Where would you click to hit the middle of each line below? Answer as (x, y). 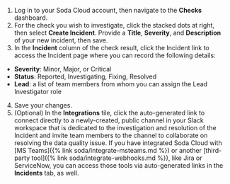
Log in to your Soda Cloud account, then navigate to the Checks (108, 10)
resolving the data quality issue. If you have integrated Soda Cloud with (118, 143)
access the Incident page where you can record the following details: (115, 55)
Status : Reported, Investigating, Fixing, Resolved (85, 76)
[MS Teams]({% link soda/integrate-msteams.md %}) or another (108, 150)
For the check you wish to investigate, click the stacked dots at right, (114, 25)
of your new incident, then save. (61, 40)
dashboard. (31, 18)
